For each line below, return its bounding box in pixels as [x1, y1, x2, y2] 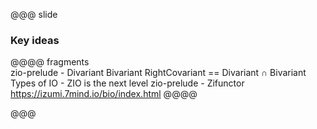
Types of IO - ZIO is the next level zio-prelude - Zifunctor [10, 77, 245, 89]
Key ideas [10, 33, 60, 47]
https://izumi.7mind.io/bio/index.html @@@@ [10, 88, 198, 100]
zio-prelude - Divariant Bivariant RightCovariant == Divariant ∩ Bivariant [10, 67, 307, 79]
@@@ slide [10, 9, 58, 20]
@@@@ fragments [10, 56, 90, 68]
